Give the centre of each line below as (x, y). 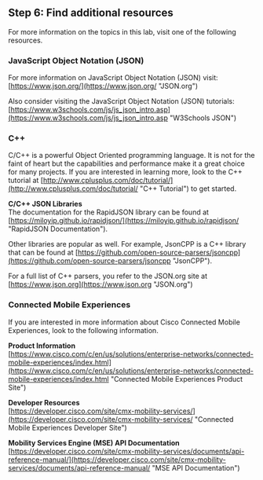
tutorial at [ (26, 181)
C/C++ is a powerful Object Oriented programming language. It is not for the (131, 156)
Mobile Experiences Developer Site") (68, 427)
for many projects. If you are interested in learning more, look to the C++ (125, 172)
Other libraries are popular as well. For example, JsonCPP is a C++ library (127, 244)
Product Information (42, 346)
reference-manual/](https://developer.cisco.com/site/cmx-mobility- (117, 460)
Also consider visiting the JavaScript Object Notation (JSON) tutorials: (122, 101)
